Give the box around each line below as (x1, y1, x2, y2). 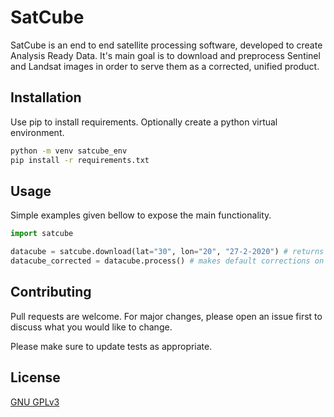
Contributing (10, 284, 92, 301)
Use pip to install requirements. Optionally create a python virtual (10, 116, 278, 128)
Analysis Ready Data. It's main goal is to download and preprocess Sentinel (10, 49, 321, 61)
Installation (10, 89, 82, 106)
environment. (10, 126, 65, 138)
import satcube (10, 229, 74, 239)
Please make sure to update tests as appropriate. (10, 340, 213, 352)
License (10, 369, 61, 386)
